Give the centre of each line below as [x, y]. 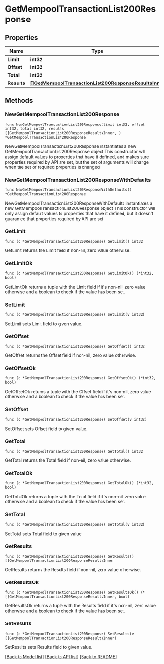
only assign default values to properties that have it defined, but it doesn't [79, 213]
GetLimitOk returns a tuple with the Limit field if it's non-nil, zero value [75, 287]
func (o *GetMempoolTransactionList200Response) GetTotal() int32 [74, 452]
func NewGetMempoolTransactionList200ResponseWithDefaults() [69, 190]
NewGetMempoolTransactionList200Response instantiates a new [71, 146]
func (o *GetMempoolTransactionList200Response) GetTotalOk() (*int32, [79, 483]
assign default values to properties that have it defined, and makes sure [77, 157]
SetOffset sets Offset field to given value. [46, 429]
